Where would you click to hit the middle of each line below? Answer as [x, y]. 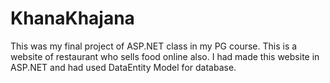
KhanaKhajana [72, 18]
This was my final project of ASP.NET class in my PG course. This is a [154, 46]
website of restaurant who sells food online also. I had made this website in [165, 56]
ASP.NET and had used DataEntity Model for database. [123, 67]
